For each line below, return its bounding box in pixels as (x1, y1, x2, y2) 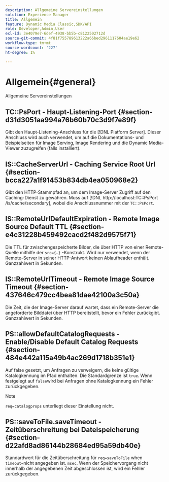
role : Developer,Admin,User (5, 26, 65, 31)
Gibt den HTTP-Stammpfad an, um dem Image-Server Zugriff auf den (5, 189, 151, 195)
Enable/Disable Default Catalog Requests (5, 338, 139, 347)
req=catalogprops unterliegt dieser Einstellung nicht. (5, 403, 114, 409)
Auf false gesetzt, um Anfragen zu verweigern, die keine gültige (5, 367, 139, 373)
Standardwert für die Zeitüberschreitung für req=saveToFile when (5, 455, 143, 461)
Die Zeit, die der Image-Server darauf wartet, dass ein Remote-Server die (5, 304, 159, 310)
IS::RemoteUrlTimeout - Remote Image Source (5, 275, 155, 284)
